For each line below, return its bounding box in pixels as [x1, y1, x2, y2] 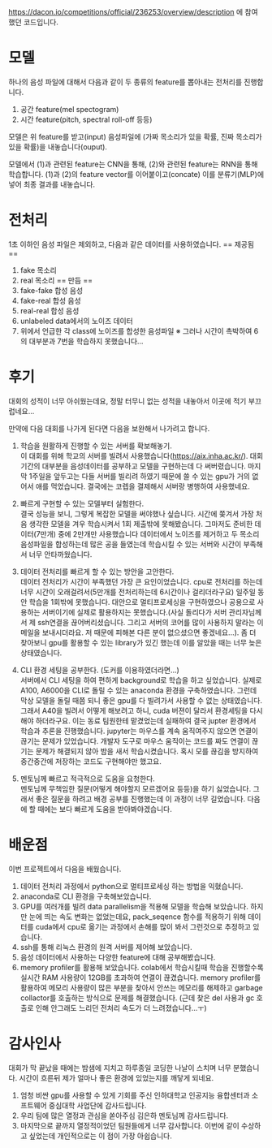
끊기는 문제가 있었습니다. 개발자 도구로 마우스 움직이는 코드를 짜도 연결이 [19, 736, 250, 745]
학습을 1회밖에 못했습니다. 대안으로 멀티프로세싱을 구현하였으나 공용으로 [28, 597, 256, 606]
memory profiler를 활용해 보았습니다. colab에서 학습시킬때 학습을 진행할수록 [19, 962, 264, 972]
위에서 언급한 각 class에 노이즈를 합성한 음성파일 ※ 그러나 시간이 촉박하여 [19, 326, 253, 335]
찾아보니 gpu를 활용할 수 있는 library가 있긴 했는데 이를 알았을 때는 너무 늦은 [19, 637, 262, 647]
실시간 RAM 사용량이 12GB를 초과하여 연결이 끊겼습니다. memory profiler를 [19, 973, 261, 982]
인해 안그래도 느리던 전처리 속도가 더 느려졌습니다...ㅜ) [35, 1003, 207, 1012]
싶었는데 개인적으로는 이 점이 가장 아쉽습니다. [28, 1131, 172, 1141]
